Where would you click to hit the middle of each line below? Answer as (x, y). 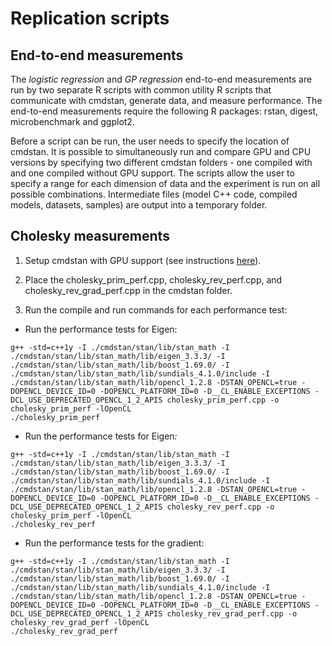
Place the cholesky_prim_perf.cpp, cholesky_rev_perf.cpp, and (153, 279)
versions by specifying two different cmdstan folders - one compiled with (161, 162)
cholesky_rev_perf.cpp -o (220, 507)
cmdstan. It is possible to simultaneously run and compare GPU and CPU (161, 151)
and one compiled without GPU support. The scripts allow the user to (152, 173)
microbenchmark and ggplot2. (72, 121)
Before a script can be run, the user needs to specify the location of (150, 141)
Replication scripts (90, 18)
